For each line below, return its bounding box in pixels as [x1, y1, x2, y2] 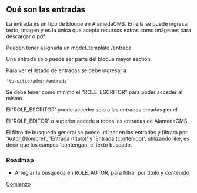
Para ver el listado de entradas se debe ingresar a [6, 67, 127, 74]
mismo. [6, 94, 24, 101]
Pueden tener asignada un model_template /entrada [6, 44, 132, 51]
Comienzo [6, 181, 31, 188]
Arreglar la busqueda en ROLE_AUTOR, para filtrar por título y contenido [14, 170, 190, 177]
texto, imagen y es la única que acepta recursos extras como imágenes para [6, 26, 192, 33]
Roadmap [6, 155, 34, 164]
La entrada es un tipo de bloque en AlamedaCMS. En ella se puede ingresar [6, 20, 189, 27]
